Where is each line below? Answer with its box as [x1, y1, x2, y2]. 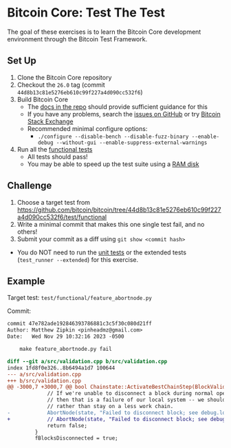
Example [7, 275, 45, 287]
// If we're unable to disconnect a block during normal [47, 390, 214, 397]
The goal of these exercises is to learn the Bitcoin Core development [7, 28, 201, 36]
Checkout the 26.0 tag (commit [16, 81, 105, 89]
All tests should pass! [27, 152, 88, 161]
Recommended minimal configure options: [27, 124, 148, 132]
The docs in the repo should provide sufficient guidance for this [27, 102, 208, 111]
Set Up [7, 55, 36, 67]
